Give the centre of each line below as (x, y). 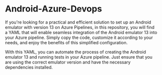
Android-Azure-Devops (54, 9)
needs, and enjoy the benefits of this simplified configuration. (66, 42)
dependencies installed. (29, 67)
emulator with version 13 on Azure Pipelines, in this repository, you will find (80, 27)
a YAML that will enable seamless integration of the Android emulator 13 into (81, 32)
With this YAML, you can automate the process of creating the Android (76, 52)
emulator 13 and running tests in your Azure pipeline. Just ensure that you (79, 57)
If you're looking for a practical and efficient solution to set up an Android (78, 22)
